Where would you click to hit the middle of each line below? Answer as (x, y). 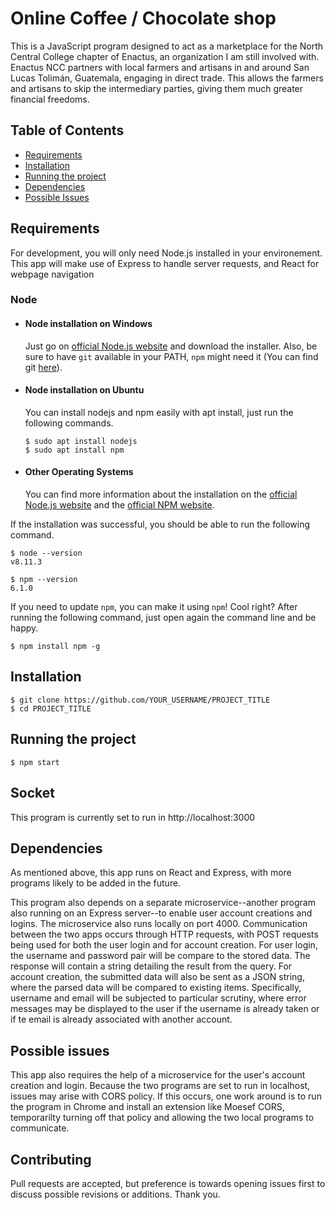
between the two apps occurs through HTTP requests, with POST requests (164, 934)
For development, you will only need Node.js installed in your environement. (166, 253)
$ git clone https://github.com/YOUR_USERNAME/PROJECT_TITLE (140, 700)
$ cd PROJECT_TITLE (51, 708)
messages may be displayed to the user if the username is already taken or (165, 1009)
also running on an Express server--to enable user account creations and (161, 913)
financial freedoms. (50, 99)
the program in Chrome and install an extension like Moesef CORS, (147, 1107)
